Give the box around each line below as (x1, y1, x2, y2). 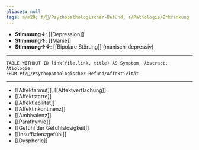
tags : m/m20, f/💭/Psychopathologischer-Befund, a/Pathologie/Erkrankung (6, 14, 190, 20)
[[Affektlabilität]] (14, 99, 55, 106)
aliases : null (6, 8, 41, 15)
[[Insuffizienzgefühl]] (14, 130, 67, 138)
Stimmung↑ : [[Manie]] (14, 37, 72, 44)
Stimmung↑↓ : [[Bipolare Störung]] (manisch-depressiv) (14, 43, 154, 50)
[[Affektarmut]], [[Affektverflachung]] (14, 87, 107, 94)
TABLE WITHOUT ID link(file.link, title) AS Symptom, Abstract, (6, 60, 168, 66)
